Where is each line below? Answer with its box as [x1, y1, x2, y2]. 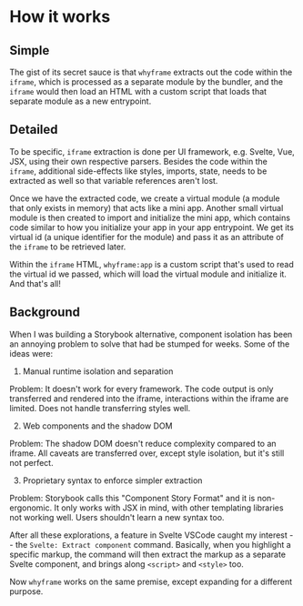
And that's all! [9, 278, 61, 288]
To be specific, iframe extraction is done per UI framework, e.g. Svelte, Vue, [9, 146, 296, 157]
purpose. [9, 585, 44, 597]
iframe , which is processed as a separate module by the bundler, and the [9, 76, 284, 87]
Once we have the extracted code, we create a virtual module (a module [9, 193, 280, 204]
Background [9, 305, 80, 320]
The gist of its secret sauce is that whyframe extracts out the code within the [9, 66, 293, 77]
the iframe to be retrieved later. [9, 241, 126, 252]
